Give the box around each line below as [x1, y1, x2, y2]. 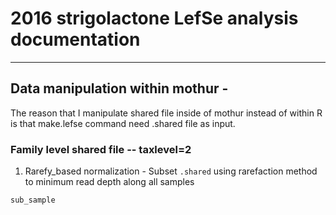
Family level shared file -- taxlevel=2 [10, 142, 192, 156]
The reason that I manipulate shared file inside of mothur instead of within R [10, 107, 323, 119]
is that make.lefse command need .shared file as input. [10, 117, 236, 129]
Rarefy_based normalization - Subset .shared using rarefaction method [24, 165, 318, 177]
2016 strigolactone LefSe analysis [10, 7, 299, 30]
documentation [10, 28, 141, 51]
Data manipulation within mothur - [10, 80, 229, 97]
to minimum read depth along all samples [24, 176, 195, 188]
